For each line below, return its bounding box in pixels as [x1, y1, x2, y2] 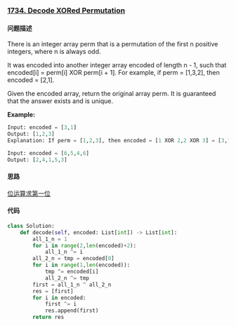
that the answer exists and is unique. [7, 97, 114, 105]
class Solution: [7, 222, 55, 229]
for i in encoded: [32, 294, 86, 301]
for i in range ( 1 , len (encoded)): [32, 262, 131, 269]
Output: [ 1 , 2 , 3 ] [7, 130, 55, 137]
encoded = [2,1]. [7, 76, 55, 84]
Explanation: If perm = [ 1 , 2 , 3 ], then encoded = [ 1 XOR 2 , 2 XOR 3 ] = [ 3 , [7, 137, 228, 144]
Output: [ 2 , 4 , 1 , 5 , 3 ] [7, 156, 68, 163]
